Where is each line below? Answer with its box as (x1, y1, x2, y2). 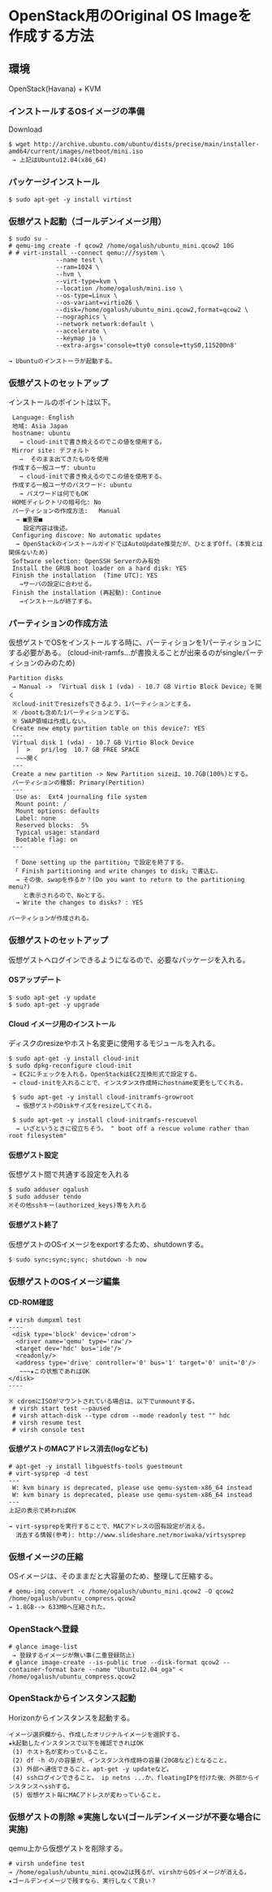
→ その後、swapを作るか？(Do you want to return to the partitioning (15, 876, 245, 884)
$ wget (8, 141, 31, 149)
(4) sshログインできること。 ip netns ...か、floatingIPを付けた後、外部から (11, 1773, 254, 1781)
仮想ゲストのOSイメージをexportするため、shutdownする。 (8, 1239, 209, 1249)
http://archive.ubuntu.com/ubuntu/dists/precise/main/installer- (33, 141, 260, 149)
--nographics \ (55, 313, 107, 321)
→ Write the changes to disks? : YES (15, 899, 144, 907)
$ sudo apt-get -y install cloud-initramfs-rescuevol (11, 1116, 198, 1125)
